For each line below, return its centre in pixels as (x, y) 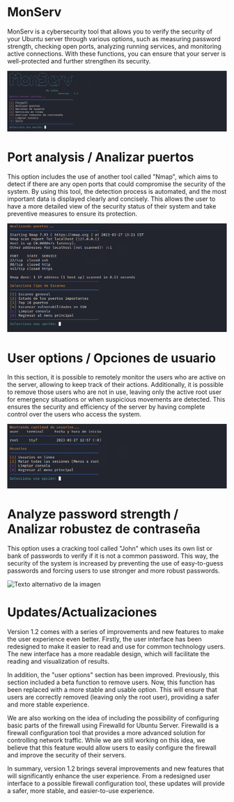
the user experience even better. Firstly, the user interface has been (104, 640)
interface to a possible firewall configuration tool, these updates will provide (116, 784)
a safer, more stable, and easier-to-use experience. (81, 791)
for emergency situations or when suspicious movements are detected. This (116, 400)
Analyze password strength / (93, 514)
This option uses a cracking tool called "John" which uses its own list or (110, 549)
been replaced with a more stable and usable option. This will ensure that (112, 690)
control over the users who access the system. (74, 414)
